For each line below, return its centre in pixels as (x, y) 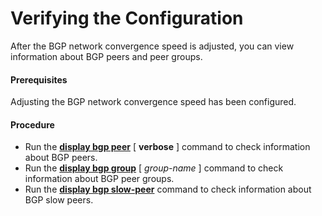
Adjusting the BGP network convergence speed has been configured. (153, 102)
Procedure (32, 124)
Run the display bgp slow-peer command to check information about (168, 189)
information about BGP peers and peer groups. (106, 56)
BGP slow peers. (59, 200)
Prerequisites (39, 79)
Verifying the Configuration (127, 18)
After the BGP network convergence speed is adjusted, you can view (152, 46)
